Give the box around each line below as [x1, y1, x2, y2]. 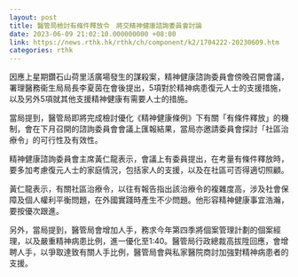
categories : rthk [9, 46, 74, 55]
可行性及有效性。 [39, 135, 103, 146]
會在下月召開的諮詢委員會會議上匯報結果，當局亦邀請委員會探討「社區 [24, 123, 281, 134]
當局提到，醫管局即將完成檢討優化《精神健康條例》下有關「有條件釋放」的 [9, 113, 281, 123]
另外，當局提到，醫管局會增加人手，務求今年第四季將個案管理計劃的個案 [9, 225, 273, 235]
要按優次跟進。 [9, 206, 64, 217]
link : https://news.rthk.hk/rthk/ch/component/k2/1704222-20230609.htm [9, 37, 279, 47]
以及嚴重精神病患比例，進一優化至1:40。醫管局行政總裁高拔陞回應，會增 [24, 236, 289, 247]
